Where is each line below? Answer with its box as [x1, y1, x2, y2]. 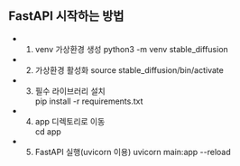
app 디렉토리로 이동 [34, 115, 106, 126]
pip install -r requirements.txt [34, 96, 143, 106]
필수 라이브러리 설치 [34, 85, 106, 97]
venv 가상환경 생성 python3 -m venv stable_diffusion [34, 43, 229, 54]
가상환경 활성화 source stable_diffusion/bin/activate [34, 64, 225, 75]
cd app [34, 125, 62, 137]
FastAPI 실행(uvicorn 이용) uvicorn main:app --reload [34, 146, 231, 157]
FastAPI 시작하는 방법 [8, 8, 125, 24]
